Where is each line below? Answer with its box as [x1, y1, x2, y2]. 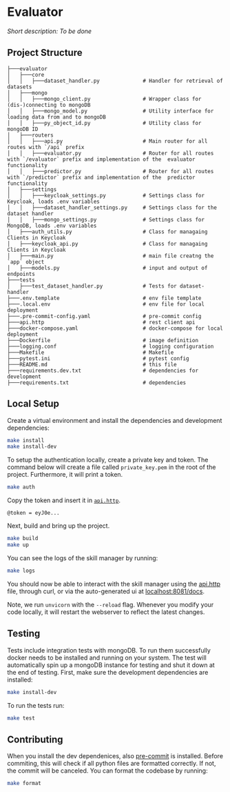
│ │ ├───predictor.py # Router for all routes [7, 168, 214, 175]
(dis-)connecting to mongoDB [7, 101, 91, 108]
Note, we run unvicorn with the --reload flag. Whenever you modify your [7, 600, 214, 608]
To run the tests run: [7, 701, 65, 709]
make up [7, 542, 30, 548]
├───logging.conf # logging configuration [7, 343, 214, 350]
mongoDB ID [7, 126, 39, 132]
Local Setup [7, 398, 60, 410]
